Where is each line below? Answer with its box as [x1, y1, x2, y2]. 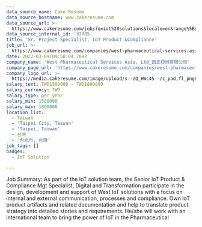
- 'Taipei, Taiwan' [11, 126, 61, 132]
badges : [6, 148, 26, 154]
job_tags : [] [6, 142, 39, 149]
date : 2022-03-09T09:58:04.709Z [6, 53, 87, 59]
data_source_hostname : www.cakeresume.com [6, 14, 114, 20]
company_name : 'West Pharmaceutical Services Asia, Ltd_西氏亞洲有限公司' [6, 59, 191, 65]
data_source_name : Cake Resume [6, 8, 85, 15]
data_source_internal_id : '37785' [6, 31, 93, 37]
